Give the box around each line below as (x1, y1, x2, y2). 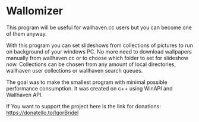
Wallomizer (6, 4, 64, 18)
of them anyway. (6, 30, 47, 37)
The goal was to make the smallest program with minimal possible (6, 79, 168, 86)
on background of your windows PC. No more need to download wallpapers (6, 48, 192, 55)
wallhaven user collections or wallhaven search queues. (6, 67, 143, 74)
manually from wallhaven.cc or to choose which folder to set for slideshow (6, 54, 189, 61)
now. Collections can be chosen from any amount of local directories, (6, 61, 176, 68)
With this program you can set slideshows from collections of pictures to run (6, 42, 194, 49)
